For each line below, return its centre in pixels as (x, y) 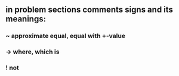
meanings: (26, 19)
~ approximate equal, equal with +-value (66, 36)
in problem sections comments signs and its (89, 10)
